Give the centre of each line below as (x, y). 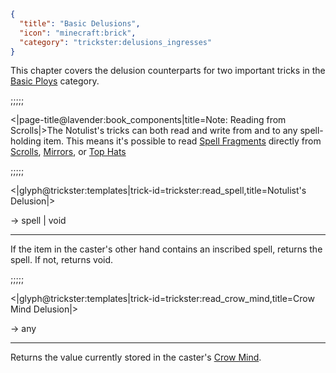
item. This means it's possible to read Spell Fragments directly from (182, 141)
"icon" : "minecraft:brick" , (78, 33)
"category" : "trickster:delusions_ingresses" (116, 42)
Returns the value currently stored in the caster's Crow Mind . (136, 357)
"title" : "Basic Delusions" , (80, 23)
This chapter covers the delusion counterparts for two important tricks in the (168, 71)
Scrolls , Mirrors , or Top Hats (68, 152)
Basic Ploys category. (55, 81)
